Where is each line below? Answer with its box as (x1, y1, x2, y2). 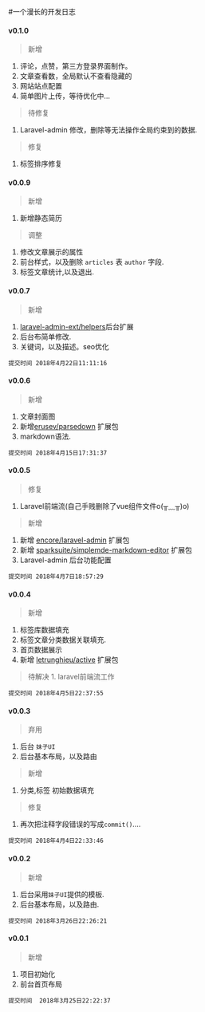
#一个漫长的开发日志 (8, 7, 76, 16)
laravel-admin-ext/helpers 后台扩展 (19, 321, 134, 331)
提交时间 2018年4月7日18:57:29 (8, 573, 104, 581)
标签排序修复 (19, 159, 62, 169)
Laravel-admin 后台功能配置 (19, 555, 112, 565)
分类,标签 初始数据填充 (19, 786, 94, 795)
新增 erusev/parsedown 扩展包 (19, 421, 119, 431)
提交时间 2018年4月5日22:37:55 (8, 689, 104, 698)
